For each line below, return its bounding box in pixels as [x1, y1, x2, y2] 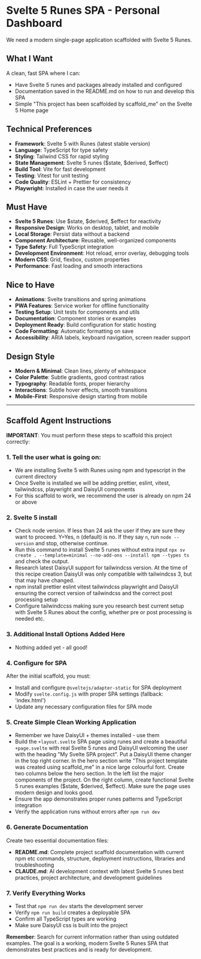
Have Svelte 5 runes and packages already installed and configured [14, 81, 182, 88]
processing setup [14, 596, 58, 603]
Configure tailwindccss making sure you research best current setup [14, 602, 184, 609]
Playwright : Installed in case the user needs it [14, 184, 129, 192]
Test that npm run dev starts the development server [14, 902, 144, 909]
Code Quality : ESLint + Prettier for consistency [14, 178, 131, 185]
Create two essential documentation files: [6, 837, 109, 844]
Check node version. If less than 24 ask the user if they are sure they [14, 527, 185, 534]
